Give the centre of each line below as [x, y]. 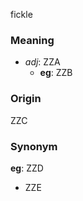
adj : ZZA [42, 62]
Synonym [34, 146]
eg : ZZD [27, 168]
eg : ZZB [56, 73]
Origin [26, 99]
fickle [21, 14]
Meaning [32, 40]
